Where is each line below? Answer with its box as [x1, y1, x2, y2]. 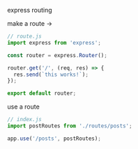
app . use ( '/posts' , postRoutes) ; [7, 135, 101, 142]
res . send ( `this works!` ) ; [13, 71, 89, 78]
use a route [7, 102, 40, 111]
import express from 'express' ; [7, 39, 101, 46]
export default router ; [7, 90, 77, 97]
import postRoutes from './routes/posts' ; [7, 123, 132, 130]
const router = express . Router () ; [7, 52, 108, 58]
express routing [7, 6, 52, 14]
